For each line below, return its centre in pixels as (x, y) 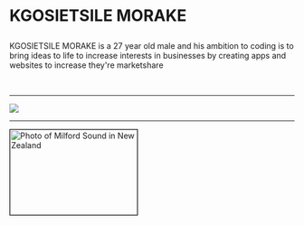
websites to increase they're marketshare (87, 65)
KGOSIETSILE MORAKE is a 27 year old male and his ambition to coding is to (152, 46)
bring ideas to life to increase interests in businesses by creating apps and (148, 56)
